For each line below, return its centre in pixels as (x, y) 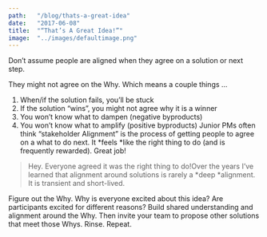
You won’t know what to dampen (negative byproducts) (111, 117)
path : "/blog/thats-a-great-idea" (69, 16)
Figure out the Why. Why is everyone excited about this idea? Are (116, 199)
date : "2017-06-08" (44, 23)
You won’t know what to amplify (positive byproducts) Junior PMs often (137, 125)
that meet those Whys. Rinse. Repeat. (70, 224)
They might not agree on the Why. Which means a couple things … (118, 85)
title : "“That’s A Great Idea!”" (66, 30)
